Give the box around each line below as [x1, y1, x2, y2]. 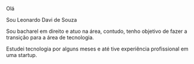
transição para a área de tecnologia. [6, 34, 95, 41]
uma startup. [6, 52, 37, 58]
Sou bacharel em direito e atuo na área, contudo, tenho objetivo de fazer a [6, 28, 187, 35]
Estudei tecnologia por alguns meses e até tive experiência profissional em [6, 45, 189, 52]
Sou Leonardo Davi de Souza [6, 16, 77, 23]
